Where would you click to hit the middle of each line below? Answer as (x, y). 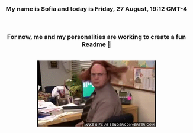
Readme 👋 (96, 44)
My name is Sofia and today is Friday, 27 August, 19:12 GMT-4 (96, 9)
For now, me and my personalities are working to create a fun (96, 37)
